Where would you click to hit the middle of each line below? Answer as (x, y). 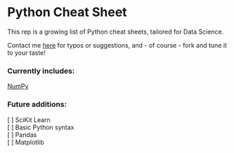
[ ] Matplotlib (26, 142)
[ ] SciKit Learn (29, 119)
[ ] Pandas (22, 135)
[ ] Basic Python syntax (41, 127)
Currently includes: (41, 71)
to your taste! (26, 53)
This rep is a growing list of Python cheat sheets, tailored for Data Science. (116, 32)
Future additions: (37, 105)
